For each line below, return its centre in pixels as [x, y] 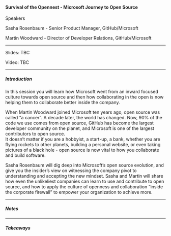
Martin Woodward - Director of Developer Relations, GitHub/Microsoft [78, 38]
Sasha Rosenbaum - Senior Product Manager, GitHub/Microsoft [72, 28]
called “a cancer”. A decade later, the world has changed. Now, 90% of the [84, 118]
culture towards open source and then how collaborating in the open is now [84, 97]
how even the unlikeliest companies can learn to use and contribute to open [85, 181]
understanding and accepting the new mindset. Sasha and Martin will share [84, 176]
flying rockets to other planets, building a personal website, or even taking [83, 145]
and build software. [25, 155]
